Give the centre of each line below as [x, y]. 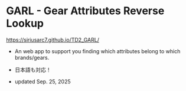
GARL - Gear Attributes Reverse [85, 11]
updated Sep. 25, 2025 [43, 82]
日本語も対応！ [33, 70]
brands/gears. [32, 57]
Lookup [25, 23]
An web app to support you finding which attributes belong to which [97, 51]
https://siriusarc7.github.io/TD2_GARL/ [53, 40]
